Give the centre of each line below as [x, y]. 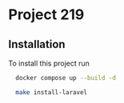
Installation [37, 44]
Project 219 [46, 15]
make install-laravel [52, 92]
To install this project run [49, 63]
